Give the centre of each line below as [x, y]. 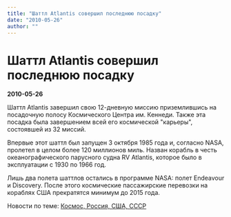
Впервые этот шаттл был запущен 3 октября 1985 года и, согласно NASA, [115, 143]
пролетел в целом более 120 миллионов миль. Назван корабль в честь [112, 150]
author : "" [23, 26]
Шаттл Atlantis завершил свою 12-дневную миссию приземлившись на [112, 107]
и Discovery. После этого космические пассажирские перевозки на [108, 185]
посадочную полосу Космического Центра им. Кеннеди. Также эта [107, 115]
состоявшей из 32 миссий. [47, 130]
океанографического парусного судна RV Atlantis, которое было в [104, 157]
